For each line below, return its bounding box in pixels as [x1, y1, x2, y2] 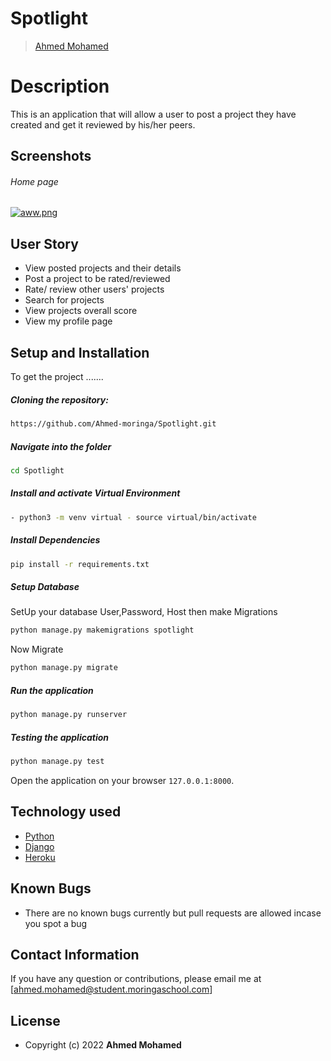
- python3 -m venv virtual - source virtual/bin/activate [10, 512, 257, 522]
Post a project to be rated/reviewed [24, 273, 171, 285]
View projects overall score [24, 305, 138, 317]
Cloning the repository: [10, 393, 109, 406]
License [10, 1012, 61, 1029]
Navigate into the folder [10, 440, 112, 452]
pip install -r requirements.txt [10, 559, 150, 569]
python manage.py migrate [10, 663, 118, 673]
